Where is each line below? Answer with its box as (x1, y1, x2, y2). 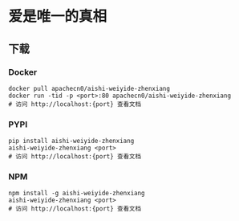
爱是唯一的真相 (8, 7, 107, 26)
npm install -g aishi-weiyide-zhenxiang (8, 190, 146, 198)
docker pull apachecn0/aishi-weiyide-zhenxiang (8, 84, 171, 92)
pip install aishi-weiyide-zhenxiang (8, 137, 135, 145)
